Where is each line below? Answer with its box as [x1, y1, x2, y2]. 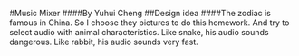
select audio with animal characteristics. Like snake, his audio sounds [9, 27, 269, 37]
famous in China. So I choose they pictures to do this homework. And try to [9, 17, 290, 28]
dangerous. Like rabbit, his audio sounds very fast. [9, 36, 199, 47]
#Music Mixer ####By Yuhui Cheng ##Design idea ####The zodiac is [9, 8, 272, 18]
